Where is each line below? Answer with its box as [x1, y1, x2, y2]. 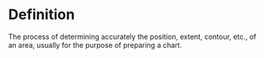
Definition [8, 6, 76, 24]
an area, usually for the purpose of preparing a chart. [8, 40, 183, 49]
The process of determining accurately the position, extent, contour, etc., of [8, 32, 257, 41]
